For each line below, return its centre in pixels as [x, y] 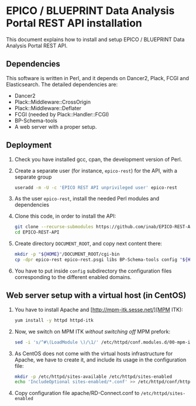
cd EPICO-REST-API [37, 232]
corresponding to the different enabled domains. [73, 277]
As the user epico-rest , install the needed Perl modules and [87, 199]
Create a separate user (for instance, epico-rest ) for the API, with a [96, 170]
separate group [33, 177]
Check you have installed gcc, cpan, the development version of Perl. [98, 159]
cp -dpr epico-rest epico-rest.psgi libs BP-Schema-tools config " [99, 260]
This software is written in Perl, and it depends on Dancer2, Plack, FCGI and [97, 78]
